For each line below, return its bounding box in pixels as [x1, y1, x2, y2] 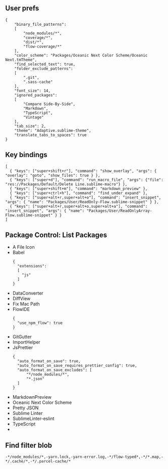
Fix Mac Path [12, 301, 40, 307]
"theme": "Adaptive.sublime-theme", [14, 128, 92, 133]
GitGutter [12, 334, 32, 340]
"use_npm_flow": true [17, 320, 63, 325]
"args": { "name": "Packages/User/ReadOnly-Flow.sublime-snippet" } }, [5, 199, 159, 204]
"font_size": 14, [14, 88, 51, 93]
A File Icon [12, 244, 35, 250]
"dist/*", [23, 39, 44, 44]
